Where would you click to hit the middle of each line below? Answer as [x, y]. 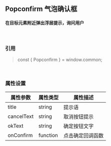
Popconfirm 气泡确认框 [41, 9]
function [48, 135]
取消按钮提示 [78, 117]
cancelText [21, 116]
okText [15, 126]
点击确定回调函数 [83, 136]
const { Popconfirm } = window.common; [60, 59]
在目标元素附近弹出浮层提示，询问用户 [44, 23]
